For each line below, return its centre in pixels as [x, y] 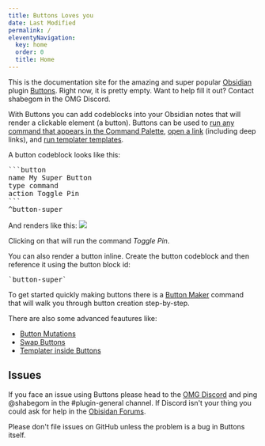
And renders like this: [43, 225]
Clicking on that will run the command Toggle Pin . [89, 240]
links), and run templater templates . [66, 139]
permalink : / [30, 30]
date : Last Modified [42, 23]
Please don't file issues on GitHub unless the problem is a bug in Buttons [127, 426]
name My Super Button [50, 178]
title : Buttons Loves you [51, 15]
